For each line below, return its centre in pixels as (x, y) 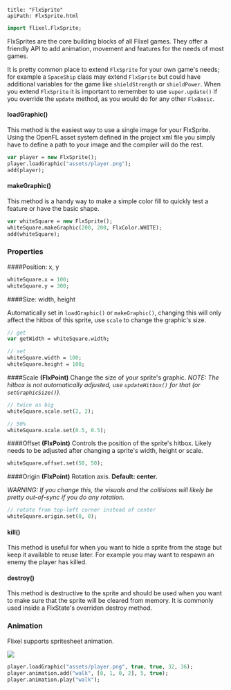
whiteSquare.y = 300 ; (38, 286)
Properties (25, 252)
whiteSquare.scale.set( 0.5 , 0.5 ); (57, 430)
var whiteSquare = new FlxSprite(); (60, 221)
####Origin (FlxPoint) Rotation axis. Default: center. (82, 476)
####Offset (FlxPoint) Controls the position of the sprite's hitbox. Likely (110, 443)
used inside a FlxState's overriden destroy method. (80, 608)
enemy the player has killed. (47, 562)
